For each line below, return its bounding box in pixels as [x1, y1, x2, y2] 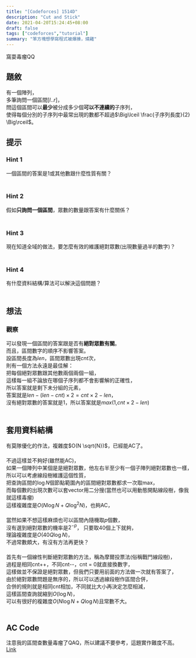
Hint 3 [6, 229, 24, 237]
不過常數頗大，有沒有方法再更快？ [6, 539, 89, 546]
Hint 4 [6, 265, 24, 274]
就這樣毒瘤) [6, 494, 34, 501]
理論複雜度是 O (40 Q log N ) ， [6, 531, 73, 539]
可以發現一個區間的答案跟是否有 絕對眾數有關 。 [6, 340, 120, 347]
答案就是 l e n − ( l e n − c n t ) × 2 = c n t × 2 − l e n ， [6, 391, 117, 399]
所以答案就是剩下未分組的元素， [6, 384, 84, 391]
